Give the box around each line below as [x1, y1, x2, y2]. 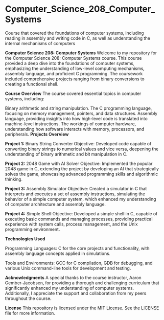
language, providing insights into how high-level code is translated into [5, 115, 148, 121]
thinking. [5, 176, 23, 182]
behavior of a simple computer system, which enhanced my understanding [5, 196, 157, 202]
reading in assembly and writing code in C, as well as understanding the [5, 35, 150, 41]
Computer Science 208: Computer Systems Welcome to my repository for [5, 50, 157, 56]
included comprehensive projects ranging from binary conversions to [5, 76, 144, 82]
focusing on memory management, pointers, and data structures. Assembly [5, 110, 158, 116]
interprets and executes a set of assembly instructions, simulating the [5, 191, 145, 197]
